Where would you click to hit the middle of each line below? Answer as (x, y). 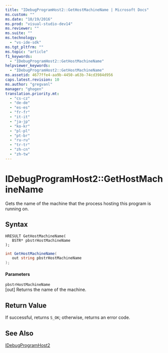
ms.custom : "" (20, 15)
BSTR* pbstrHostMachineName (41, 240)
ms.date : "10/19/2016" (29, 19)
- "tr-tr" (20, 145)
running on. (17, 209)
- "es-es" (20, 108)
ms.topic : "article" (27, 52)
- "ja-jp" (20, 121)
